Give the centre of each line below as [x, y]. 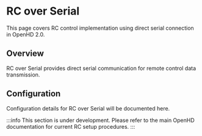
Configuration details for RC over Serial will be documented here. [88, 108]
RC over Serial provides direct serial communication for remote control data [101, 68]
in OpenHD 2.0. [26, 34]
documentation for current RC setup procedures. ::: [71, 126]
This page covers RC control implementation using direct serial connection [100, 28]
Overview [25, 54]
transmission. [23, 75]
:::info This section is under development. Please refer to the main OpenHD [101, 120]
